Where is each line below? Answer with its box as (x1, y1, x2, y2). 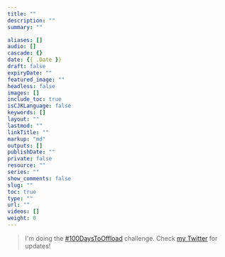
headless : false (7, 82, 55, 89)
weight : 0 (7, 214, 37, 222)
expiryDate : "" (7, 69, 53, 77)
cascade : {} (7, 50, 43, 57)
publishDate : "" (7, 148, 55, 156)
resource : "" (7, 162, 46, 169)
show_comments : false (7, 175, 72, 182)
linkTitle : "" (7, 128, 50, 136)
